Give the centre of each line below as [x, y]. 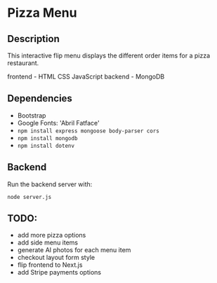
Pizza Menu [42, 13]
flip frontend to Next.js [50, 265]
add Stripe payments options [59, 272]
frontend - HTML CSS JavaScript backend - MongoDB [86, 76]
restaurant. [23, 63]
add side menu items [48, 242]
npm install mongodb [47, 138]
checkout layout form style [56, 258]
